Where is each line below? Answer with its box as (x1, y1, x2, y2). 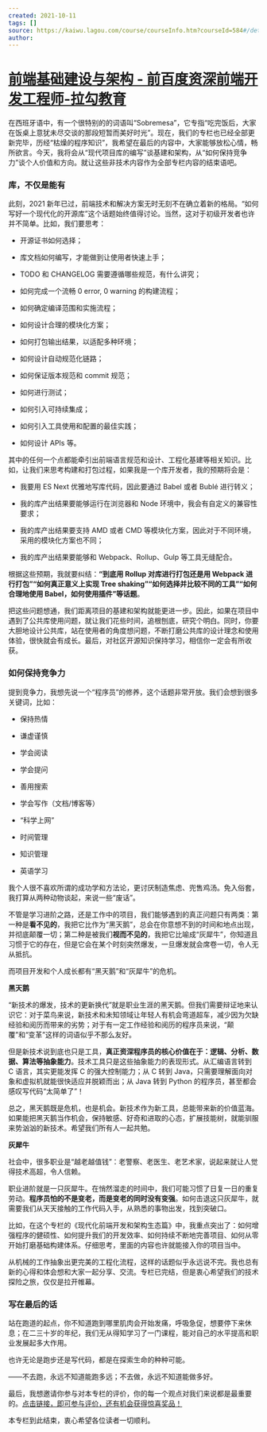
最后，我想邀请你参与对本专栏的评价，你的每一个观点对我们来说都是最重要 (8, 1389, 252, 1399)
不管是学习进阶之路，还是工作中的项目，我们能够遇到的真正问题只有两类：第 (8, 909, 259, 919)
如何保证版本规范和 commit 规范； (19, 371, 133, 380)
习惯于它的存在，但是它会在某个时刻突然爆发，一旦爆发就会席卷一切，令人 (8, 939, 252, 949)
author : (8, 33, 34, 42)
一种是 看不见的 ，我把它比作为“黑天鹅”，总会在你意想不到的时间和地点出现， (8, 919, 258, 929)
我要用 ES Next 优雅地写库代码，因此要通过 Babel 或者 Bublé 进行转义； (19, 482, 256, 492)
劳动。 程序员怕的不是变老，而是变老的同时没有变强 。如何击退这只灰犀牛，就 (8, 1193, 259, 1203)
